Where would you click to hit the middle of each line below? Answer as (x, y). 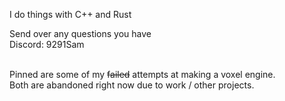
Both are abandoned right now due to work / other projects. (132, 85)
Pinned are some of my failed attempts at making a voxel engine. (142, 74)
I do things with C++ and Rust (70, 14)
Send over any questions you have (80, 33)
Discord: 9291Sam (47, 44)
